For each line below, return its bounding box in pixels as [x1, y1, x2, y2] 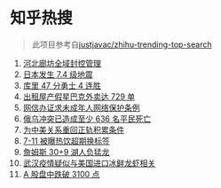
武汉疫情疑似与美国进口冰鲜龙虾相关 [22, 157, 156, 168]
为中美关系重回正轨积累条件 [22, 124, 125, 135]
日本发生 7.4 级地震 [22, 68, 93, 80]
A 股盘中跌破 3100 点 [22, 168, 100, 179]
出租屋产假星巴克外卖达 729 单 [22, 90, 136, 102]
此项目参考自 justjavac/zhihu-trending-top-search [31, 39, 212, 50]
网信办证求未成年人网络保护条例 [22, 102, 140, 113]
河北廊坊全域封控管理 [22, 58, 101, 68]
